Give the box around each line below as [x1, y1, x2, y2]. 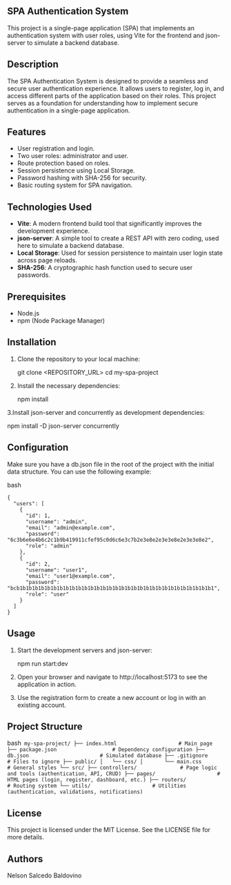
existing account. [17, 701, 67, 709]
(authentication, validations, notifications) [7, 788, 143, 796]
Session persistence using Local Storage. [17, 166, 136, 175]
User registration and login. [17, 144, 95, 153]
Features [7, 126, 46, 138]
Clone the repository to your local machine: [17, 355, 140, 363]
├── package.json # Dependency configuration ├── [7, 746, 205, 753]
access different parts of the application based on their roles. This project [7, 91, 217, 99]
